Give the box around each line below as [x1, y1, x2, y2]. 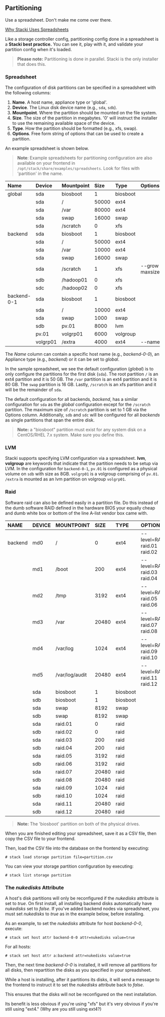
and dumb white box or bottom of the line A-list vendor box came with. [5, 510, 148, 516]
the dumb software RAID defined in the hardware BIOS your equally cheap [5, 505, 156, 510]
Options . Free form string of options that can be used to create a [12, 131, 144, 137]
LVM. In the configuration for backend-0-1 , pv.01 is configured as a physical [5, 466, 158, 472]
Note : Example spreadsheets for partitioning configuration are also [17, 155, 153, 161]
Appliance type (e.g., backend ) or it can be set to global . [5, 356, 119, 363]
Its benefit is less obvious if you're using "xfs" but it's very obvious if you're [5, 1001, 159, 1007]
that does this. [17, 61, 47, 67]
